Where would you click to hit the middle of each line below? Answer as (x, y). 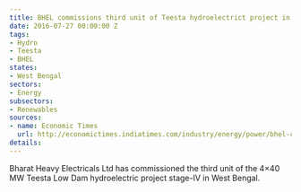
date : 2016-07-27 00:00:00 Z (64, 26)
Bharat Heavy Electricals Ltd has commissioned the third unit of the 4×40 (145, 168)
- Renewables (34, 109)
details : (26, 143)
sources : (26, 118)
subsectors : (31, 101)
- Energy (26, 92)
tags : (19, 34)
